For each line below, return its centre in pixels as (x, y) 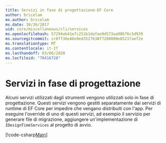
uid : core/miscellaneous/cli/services (47, 29)
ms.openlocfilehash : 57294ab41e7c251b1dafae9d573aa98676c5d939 (74, 34)
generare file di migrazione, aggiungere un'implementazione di (72, 119)
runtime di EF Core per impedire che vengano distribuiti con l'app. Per (79, 109)
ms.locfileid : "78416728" (33, 58)
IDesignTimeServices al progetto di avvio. (49, 125)
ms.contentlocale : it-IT (32, 48)
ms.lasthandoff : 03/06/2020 (35, 53)
